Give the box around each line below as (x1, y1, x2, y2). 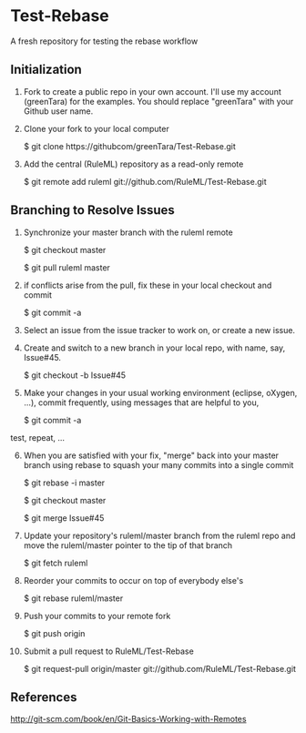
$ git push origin (23, 627, 86, 638)
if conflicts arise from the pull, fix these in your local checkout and (23, 280, 272, 290)
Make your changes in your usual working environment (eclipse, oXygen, (23, 387, 298, 398)
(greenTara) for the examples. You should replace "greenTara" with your (23, 96, 294, 107)
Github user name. (23, 106, 94, 117)
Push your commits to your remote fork (23, 610, 171, 621)
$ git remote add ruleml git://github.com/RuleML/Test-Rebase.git (23, 176, 267, 187)
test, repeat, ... (10, 432, 66, 443)
